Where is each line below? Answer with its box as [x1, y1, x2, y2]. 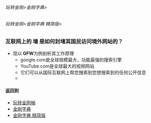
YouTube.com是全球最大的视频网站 [20, 63, 95, 69]
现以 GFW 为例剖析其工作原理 [12, 50, 74, 56]
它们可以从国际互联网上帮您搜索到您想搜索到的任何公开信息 [20, 70, 146, 76]
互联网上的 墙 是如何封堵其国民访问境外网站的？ [5, 38, 123, 45]
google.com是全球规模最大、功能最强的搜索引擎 [20, 57, 122, 63]
